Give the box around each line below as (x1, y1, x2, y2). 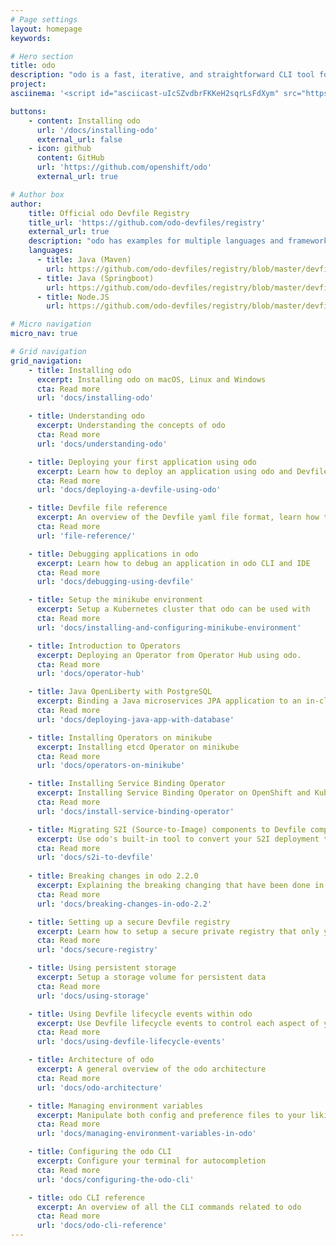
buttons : (10, 106, 47, 116)
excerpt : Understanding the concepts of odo (36, 421, 226, 431)
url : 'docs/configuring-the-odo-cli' (36, 1174, 195, 1185)
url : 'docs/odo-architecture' (36, 1082, 163, 1093)
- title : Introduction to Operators (28, 641, 182, 651)
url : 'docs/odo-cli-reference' (36, 1221, 168, 1231)
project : (10, 79, 47, 90)
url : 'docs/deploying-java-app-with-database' (36, 714, 235, 725)
